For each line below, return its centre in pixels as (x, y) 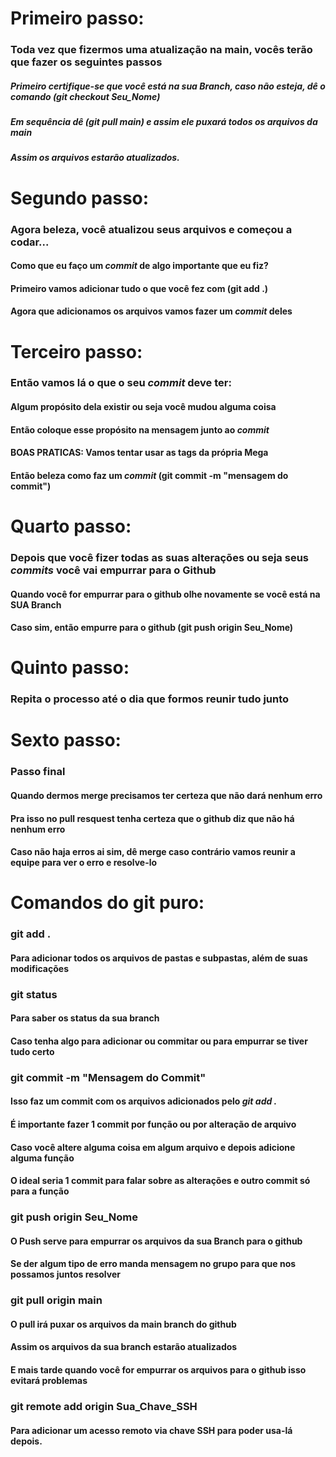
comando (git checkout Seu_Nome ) (85, 96)
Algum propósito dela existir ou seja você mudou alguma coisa (143, 407)
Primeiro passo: (77, 18)
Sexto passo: (66, 740)
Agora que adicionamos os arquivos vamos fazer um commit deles (151, 311)
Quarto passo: (71, 526)
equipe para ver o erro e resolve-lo (84, 863)
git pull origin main (56, 1300)
